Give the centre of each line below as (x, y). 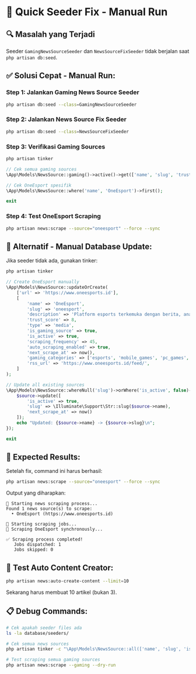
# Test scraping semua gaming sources (53, 660)
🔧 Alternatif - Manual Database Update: (79, 246)
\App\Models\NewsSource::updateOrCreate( (57, 288)
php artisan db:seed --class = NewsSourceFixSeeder (68, 132)
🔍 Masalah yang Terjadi (50, 34)
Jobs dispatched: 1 (37, 545)
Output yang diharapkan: (36, 493)
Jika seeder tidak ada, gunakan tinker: (52, 261)
